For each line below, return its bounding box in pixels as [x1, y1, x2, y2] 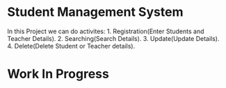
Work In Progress [7, 67, 109, 82]
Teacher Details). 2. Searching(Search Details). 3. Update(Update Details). [7, 34, 220, 42]
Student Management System [7, 4, 184, 20]
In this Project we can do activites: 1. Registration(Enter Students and [7, 27, 204, 35]
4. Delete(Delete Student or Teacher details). [7, 42, 136, 50]
